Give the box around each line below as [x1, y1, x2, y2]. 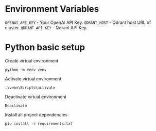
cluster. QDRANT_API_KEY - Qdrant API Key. [5, 24, 87, 30]
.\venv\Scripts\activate [5, 85, 55, 90]
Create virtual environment [5, 57, 59, 64]
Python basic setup [5, 42, 85, 53]
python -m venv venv [5, 67, 47, 72]
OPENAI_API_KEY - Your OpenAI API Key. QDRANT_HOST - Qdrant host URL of [5, 19, 151, 25]
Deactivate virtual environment [5, 94, 67, 99]
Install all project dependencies [5, 112, 68, 117]
